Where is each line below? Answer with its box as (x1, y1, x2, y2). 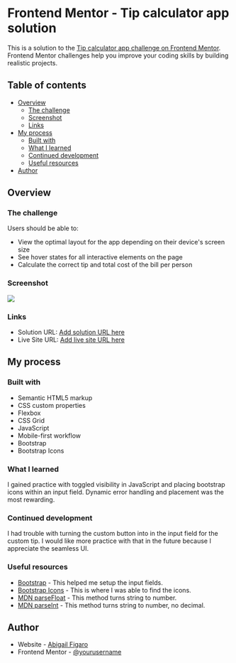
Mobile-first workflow (17, 431, 82, 440)
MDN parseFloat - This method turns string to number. (17, 593, 177, 602)
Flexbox (17, 409, 41, 417)
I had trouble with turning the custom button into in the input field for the (7, 529, 218, 538)
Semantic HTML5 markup (17, 393, 93, 402)
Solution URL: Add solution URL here (17, 328, 125, 337)
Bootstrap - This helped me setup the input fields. (17, 578, 163, 587)
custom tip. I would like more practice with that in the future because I (7, 537, 211, 545)
